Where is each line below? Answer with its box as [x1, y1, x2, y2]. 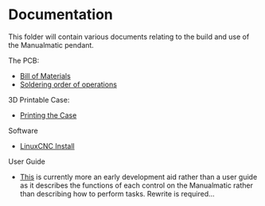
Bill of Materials [19, 71, 72, 80]
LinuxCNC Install [19, 141, 75, 150]
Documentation [8, 6, 114, 24]
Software [8, 126, 38, 135]
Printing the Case [19, 110, 77, 120]
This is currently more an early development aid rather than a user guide [19, 172, 258, 181]
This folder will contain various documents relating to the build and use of [8, 32, 250, 41]
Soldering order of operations [19, 80, 118, 89]
